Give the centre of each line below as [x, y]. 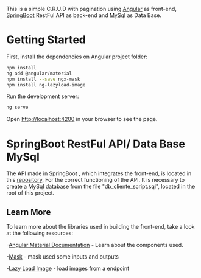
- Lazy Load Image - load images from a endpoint [68, 269]
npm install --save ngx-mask [43, 79]
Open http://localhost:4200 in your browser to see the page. [82, 119]
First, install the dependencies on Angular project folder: [77, 57]
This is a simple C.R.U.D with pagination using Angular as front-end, [91, 9]
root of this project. [30, 193]
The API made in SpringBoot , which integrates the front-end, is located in [99, 173]
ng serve [17, 108]
